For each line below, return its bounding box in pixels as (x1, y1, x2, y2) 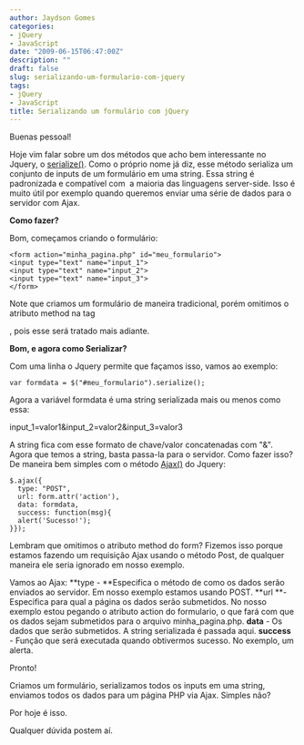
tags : (9, 81, 30, 90)
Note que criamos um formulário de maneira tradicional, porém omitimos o (9, 298, 289, 310)
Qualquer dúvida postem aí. (9, 725, 114, 736)
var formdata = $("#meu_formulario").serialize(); (9, 379, 206, 388)
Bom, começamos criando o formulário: (9, 233, 158, 244)
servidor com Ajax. (9, 198, 80, 209)
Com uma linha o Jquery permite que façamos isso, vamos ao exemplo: (9, 361, 279, 372)
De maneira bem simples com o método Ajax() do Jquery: (9, 459, 226, 470)
